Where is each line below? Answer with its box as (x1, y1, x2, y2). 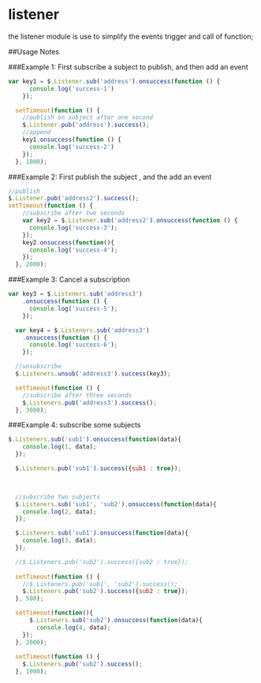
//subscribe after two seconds (22, 209, 125, 218)
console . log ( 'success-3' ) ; (28, 223, 118, 232)
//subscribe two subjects (15, 493, 101, 501)
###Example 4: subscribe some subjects (8, 420, 141, 430)
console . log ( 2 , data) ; (22, 507, 97, 516)
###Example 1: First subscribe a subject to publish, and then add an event (8, 62, 248, 72)
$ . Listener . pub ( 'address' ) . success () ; (22, 121, 150, 129)
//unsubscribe (15, 363, 62, 371)
